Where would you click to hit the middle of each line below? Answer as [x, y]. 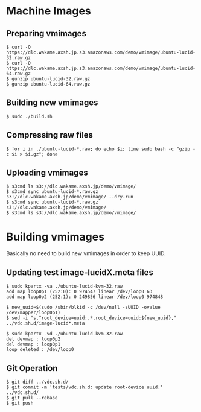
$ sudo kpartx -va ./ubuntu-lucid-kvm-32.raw [64, 287]
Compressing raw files [50, 135]
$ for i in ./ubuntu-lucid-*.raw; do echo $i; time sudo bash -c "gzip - [101, 149]
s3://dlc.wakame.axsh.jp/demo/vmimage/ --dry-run [70, 197]
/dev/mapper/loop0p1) [33, 313]
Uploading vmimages [47, 173]
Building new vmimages [52, 103]
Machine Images [49, 11]
